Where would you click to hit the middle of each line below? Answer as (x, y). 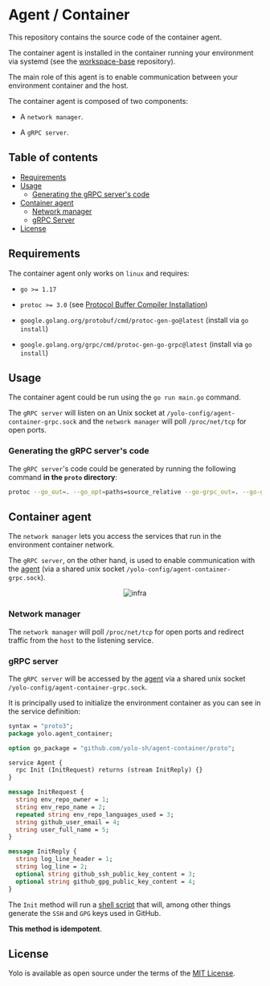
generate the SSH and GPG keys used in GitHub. (85, 913)
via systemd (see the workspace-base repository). (92, 61)
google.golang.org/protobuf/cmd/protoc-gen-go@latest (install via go (134, 320)
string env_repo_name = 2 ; (61, 807)
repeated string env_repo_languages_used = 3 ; (95, 814)
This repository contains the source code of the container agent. (115, 37)
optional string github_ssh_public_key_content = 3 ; (106, 874)
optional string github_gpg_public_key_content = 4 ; (106, 881)
